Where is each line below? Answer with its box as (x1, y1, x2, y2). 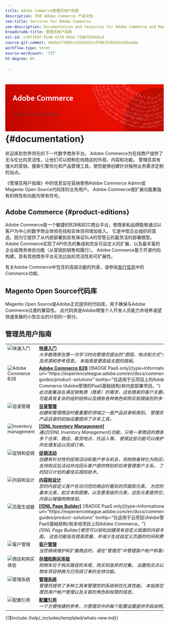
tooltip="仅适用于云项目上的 (95, 376, 153, 382)
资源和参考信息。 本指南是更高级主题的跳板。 (43, 358, 137, 364)
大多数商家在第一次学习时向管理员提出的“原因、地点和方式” (39, 351, 162, 357)
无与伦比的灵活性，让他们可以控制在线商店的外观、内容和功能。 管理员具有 (5, 157, 161, 163)
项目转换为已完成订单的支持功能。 (47, 568, 119, 574)
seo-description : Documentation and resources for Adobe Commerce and (5, 24, 156, 29)
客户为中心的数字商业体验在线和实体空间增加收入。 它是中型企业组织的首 (5, 228, 156, 234)
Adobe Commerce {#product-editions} (5, 208, 130, 216)
